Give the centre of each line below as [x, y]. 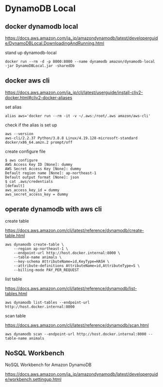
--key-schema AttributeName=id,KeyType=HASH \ [62, 261]
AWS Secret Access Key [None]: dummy [43, 169]
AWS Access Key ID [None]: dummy [39, 164]
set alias [13, 107]
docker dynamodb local [42, 26]
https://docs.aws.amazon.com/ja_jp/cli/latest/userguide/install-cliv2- [74, 92]
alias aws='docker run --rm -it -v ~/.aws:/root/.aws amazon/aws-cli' [78, 116]
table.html [15, 235]
